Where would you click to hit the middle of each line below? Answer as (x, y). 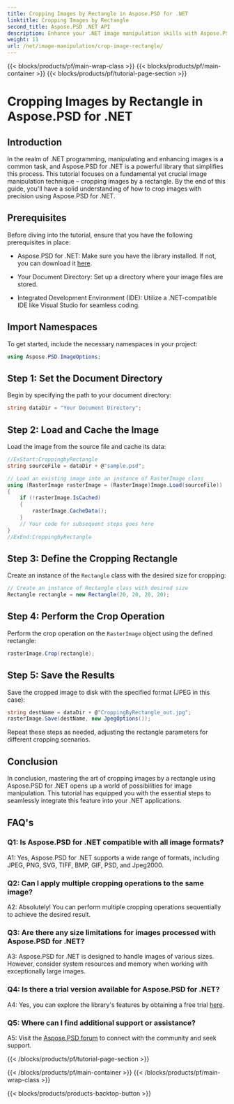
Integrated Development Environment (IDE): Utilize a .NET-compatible (117, 297)
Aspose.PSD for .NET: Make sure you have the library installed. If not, (117, 256)
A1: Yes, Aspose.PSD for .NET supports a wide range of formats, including (113, 858)
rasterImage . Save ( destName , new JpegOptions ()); (79, 719)
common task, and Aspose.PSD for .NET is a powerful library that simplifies (116, 166)
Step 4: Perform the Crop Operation (86, 616)
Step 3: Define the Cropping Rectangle (93, 558)
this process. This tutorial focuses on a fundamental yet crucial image (107, 174)
